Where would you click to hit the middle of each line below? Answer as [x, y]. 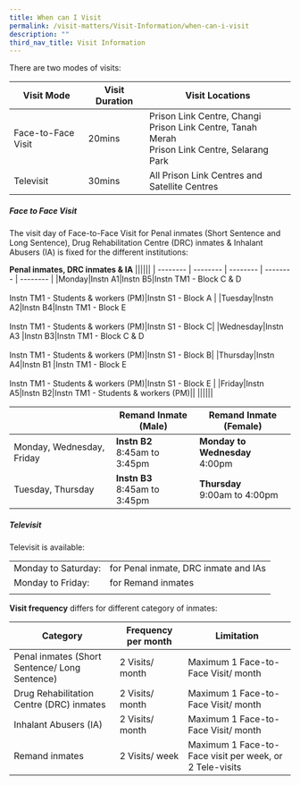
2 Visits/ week [149, 756]
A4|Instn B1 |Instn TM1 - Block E [68, 365]
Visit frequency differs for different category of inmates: [113, 608]
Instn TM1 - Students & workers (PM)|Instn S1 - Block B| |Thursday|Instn [142, 355]
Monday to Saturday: [57, 569]
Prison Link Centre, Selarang [209, 150]
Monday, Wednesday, [59, 447]
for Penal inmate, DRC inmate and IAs [187, 569]
